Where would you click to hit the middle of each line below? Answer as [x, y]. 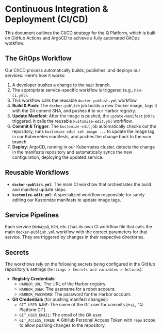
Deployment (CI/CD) [47, 19]
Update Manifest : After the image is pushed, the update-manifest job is [83, 116]
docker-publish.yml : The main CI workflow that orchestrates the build [81, 184]
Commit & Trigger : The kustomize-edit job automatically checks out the [84, 126]
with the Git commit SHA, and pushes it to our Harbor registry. [74, 111]
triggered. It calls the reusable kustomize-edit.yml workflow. [73, 121]
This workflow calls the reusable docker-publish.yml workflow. [75, 100]
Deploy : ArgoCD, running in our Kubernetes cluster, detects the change [83, 147]
